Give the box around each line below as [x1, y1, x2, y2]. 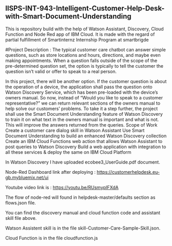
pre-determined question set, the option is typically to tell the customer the [5, 63, 164, 69]
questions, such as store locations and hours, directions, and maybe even [5, 52, 161, 58]
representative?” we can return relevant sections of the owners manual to [5, 100, 160, 106]
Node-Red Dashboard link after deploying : [5, 169, 96, 175]
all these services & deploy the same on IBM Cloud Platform [5, 149, 132, 155]
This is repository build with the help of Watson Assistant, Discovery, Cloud [5, 26, 164, 32]
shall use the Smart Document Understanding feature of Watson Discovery [5, 111, 163, 117]
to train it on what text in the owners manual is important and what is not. [5, 116, 159, 122]
